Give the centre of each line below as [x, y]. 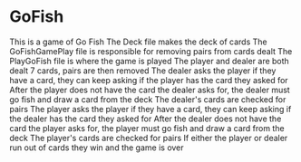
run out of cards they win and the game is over [97, 148]
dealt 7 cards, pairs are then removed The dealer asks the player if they [143, 71]
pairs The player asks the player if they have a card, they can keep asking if [150, 109]
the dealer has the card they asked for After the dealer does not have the [146, 119]
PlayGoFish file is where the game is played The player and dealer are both [150, 61]
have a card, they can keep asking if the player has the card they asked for [149, 80]
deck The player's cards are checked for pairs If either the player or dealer [149, 138]
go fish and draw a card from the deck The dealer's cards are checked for [148, 99]
